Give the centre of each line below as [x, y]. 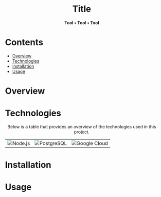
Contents [24, 42]
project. [82, 132]
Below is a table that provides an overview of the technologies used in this [82, 126]
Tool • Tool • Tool [82, 22]
